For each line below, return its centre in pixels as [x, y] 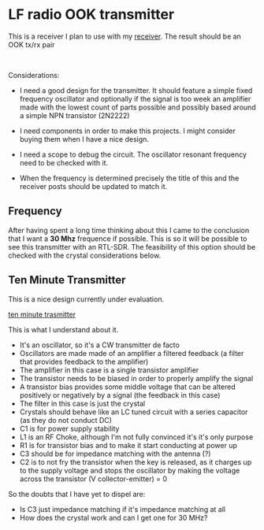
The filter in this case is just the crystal [82, 403]
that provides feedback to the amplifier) [84, 361]
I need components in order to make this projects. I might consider [128, 131]
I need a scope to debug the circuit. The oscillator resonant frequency [133, 154]
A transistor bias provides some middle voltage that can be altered [127, 387]
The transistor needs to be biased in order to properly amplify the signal [136, 378]
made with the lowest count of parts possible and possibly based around [138, 107]
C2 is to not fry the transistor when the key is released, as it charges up [136, 461]
